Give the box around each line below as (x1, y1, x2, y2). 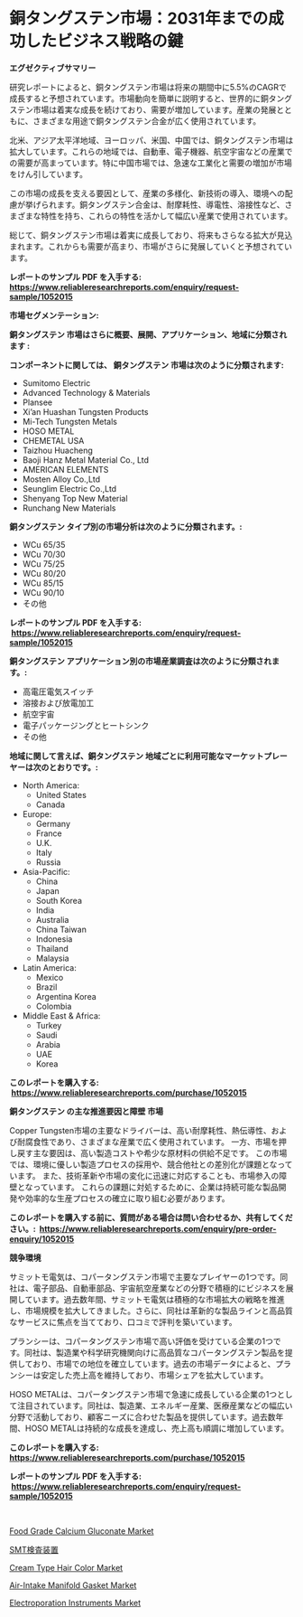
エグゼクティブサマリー (9, 62, 96, 73)
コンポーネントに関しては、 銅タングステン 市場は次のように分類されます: (9, 359, 284, 371)
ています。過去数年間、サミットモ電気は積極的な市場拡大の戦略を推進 (24, 1293, 286, 1304)
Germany (35, 818, 70, 829)
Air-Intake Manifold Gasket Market (9, 1579, 137, 1591)
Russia (35, 856, 61, 868)
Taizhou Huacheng (22, 445, 93, 456)
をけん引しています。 (9, 168, 88, 179)
